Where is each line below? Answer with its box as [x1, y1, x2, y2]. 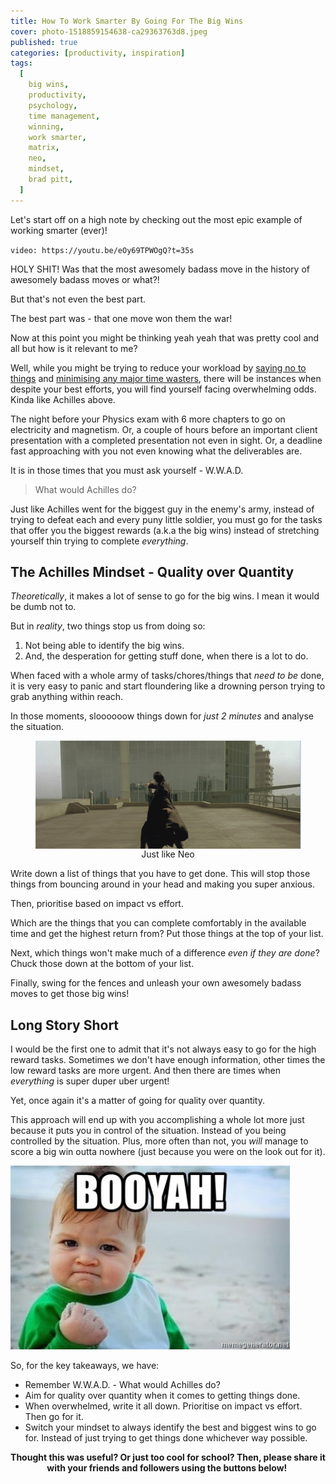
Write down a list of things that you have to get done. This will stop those [10, 868, 311, 880]
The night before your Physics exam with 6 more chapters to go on [10, 413, 286, 425]
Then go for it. [24, 1411, 84, 1423]
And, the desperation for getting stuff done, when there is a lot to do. [24, 650, 309, 662]
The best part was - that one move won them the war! [10, 312, 233, 324]
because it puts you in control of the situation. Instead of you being [10, 1125, 287, 1137]
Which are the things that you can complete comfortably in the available [10, 917, 307, 929]
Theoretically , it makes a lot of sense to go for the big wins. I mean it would [10, 590, 320, 602]
